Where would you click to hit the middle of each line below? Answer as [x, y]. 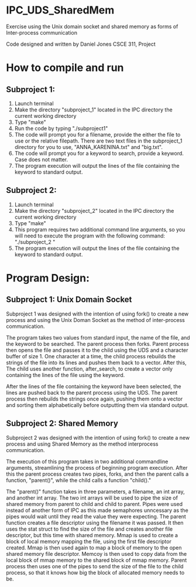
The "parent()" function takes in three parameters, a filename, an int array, [96, 491]
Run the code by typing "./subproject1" [61, 128]
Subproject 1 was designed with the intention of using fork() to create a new [97, 314]
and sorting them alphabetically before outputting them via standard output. [97, 405]
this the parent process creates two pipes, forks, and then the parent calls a [97, 474]
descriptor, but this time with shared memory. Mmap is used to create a [92, 535]
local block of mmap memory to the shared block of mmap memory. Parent [97, 560]
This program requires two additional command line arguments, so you [100, 229]
